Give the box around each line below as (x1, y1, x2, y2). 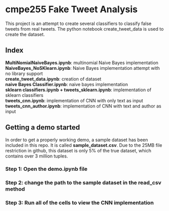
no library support (5, 70, 43, 76)
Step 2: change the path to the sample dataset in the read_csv (5, 179, 162, 187)
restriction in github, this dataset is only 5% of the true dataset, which (5, 147, 152, 153)
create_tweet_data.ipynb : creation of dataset (5, 75, 102, 82)
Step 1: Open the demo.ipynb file (5, 166, 88, 173)
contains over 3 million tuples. (5, 153, 68, 159)
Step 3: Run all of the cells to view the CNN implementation (5, 199, 154, 206)
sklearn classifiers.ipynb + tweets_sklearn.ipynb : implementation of (5, 87, 152, 93)
